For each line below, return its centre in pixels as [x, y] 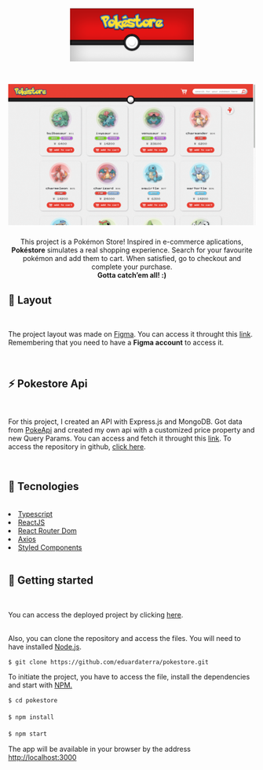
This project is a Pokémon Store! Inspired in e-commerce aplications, [132, 242]
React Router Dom [47, 530]
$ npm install [31, 717]
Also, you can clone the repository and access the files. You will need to [124, 638]
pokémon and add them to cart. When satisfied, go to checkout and [132, 259]
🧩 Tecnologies [44, 486]
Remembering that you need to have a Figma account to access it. [116, 343]
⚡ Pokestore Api [48, 383]
